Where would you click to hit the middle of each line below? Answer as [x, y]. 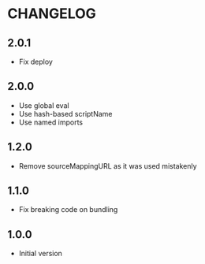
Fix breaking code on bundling [68, 210]
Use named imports [51, 122]
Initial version [40, 254]
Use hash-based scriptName [65, 113]
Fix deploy [35, 61]
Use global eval [44, 105]
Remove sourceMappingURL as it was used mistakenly [108, 165]
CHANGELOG [52, 14]
